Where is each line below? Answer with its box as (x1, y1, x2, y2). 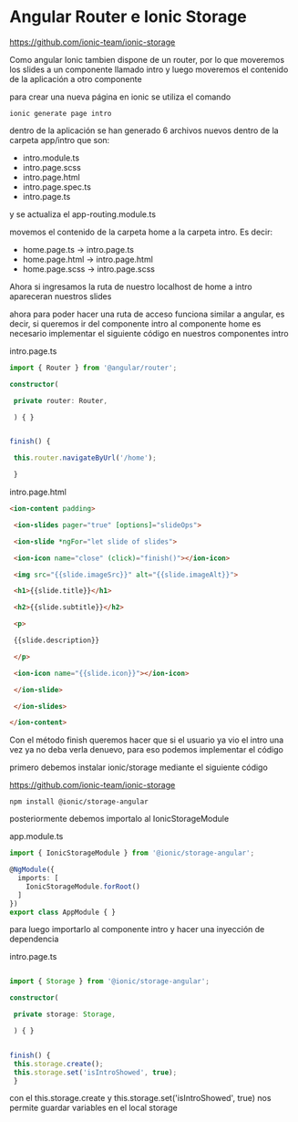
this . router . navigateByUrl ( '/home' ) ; (13, 453, 157, 462)
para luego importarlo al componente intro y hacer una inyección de (9, 924, 265, 935)
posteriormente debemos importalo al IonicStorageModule (9, 814, 230, 825)
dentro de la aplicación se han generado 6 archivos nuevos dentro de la (9, 125, 280, 136)
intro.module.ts (22, 152, 80, 163)
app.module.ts (9, 831, 64, 842)
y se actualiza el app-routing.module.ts (9, 208, 157, 220)
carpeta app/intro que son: (9, 134, 110, 145)
